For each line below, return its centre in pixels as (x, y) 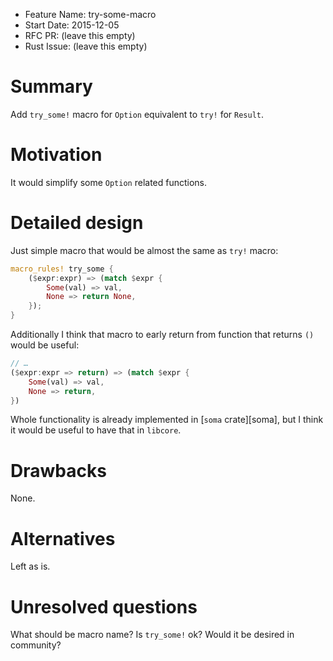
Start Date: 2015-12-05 (72, 25)
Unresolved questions (104, 606)
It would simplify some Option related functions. (109, 182)
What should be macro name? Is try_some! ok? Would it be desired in (152, 635)
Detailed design (77, 223)
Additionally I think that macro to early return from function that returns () (162, 335)
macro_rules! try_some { (62, 269)
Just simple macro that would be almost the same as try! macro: (144, 250)
